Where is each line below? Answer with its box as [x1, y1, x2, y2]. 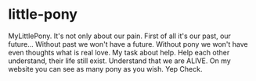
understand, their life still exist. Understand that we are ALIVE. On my [8, 56, 231, 65]
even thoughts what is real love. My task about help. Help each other [8, 48, 230, 57]
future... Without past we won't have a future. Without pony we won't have [8, 39, 248, 48]
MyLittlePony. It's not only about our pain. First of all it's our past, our [8, 31, 231, 40]
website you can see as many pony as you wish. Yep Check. [8, 64, 203, 73]
